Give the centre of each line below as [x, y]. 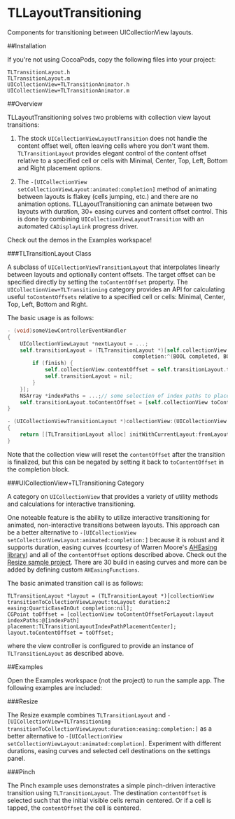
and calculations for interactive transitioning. [71, 504]
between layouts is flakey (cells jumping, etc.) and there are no [108, 196]
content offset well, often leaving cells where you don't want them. [113, 146]
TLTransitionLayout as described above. [66, 653]
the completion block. [38, 469]
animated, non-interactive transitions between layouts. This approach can [114, 525]
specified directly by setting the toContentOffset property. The [98, 282]
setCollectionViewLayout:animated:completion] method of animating [117, 189]
